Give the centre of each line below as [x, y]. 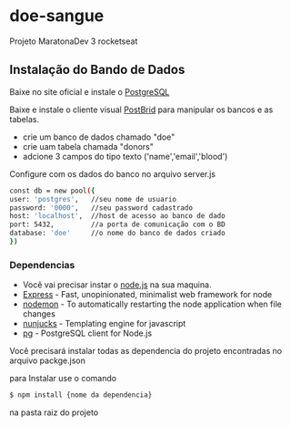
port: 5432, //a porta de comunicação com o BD [117, 224]
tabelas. [24, 119]
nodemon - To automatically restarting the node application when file [152, 304]
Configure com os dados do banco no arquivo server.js [113, 173]
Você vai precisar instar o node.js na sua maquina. [117, 285]
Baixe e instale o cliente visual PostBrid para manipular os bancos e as [141, 109]
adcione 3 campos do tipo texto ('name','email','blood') [125, 156]
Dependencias [42, 265]
